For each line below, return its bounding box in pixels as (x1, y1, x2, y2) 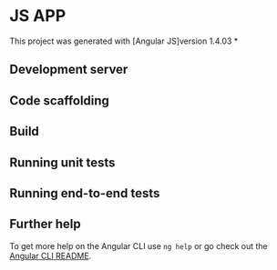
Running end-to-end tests (9, 185, 160, 201)
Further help (9, 216, 82, 232)
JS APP (9, 5, 67, 26)
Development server (9, 62, 128, 77)
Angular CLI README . (9, 250, 92, 261)
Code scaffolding (9, 93, 109, 108)
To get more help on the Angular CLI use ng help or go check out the (9, 240, 268, 251)
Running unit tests (9, 155, 116, 170)
